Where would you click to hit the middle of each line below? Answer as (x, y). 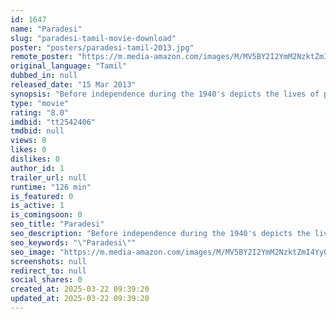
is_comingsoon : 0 (46, 215)
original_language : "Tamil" (69, 66)
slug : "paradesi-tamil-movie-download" (93, 38)
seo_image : (33, 252)
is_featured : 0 (42, 196)
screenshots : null (48, 261)
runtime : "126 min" (51, 187)
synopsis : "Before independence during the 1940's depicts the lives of (165, 94)
